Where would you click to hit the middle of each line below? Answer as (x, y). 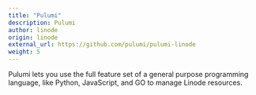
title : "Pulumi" (35, 15)
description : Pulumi (42, 23)
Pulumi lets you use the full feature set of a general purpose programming (128, 74)
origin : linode (33, 37)
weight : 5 (24, 52)
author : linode (33, 30)
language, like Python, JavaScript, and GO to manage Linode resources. (125, 82)
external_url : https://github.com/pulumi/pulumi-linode (102, 45)
